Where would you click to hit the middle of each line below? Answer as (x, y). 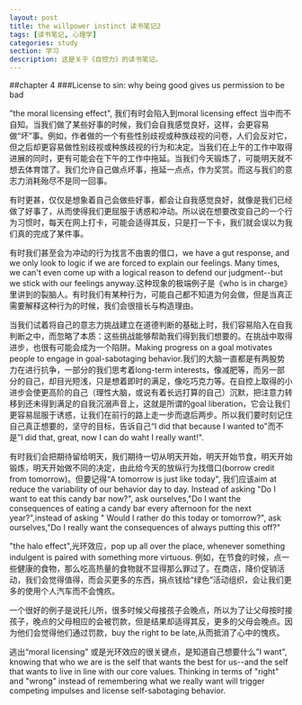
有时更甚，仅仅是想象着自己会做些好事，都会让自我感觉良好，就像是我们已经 (151, 200)
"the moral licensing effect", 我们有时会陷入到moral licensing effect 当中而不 (151, 113)
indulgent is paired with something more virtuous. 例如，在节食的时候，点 (146, 557)
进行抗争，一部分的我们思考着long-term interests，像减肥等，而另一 (151, 370)
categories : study (44, 43)
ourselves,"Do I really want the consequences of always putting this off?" (145, 527)
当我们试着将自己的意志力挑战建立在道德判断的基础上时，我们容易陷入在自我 (151, 325)
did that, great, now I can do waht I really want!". (114, 437)
